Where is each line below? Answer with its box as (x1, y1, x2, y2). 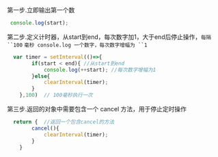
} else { (31, 72, 51, 80)
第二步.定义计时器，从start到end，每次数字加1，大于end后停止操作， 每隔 (7, 33, 212, 41)
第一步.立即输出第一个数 (7, 6, 75, 14)
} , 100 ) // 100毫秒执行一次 (19, 91, 94, 99)
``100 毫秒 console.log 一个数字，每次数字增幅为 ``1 (7, 42, 148, 48)
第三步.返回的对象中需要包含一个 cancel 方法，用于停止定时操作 (7, 105, 187, 113)
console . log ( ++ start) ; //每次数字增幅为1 (43, 66, 156, 73)
